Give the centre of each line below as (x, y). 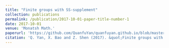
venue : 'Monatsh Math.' (30, 28)
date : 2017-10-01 (23, 24)
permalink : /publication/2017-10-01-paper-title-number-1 (67, 19)
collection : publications (32, 14)
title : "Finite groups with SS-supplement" (52, 10)
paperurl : (16, 33)
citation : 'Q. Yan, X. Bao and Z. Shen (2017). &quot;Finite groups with (84, 38)
